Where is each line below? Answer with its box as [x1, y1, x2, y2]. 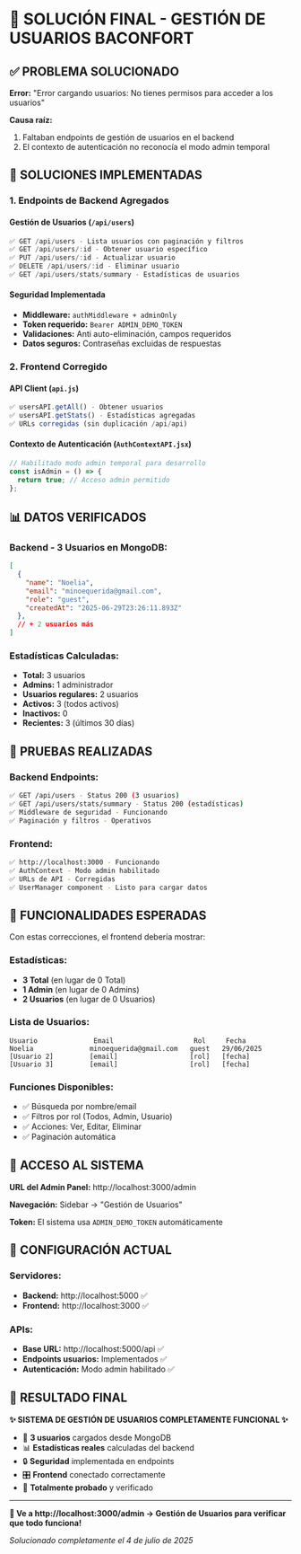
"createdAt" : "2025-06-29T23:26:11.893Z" [25, 603, 182, 613]
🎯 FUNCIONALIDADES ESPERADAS [9, 907, 207, 923]
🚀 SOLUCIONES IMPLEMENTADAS [9, 167, 203, 183]
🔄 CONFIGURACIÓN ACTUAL [9, 1242, 172, 1258]
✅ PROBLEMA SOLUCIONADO [9, 64, 179, 79]
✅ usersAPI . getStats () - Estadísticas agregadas [9, 411, 196, 420]
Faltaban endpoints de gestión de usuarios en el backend [21, 132, 235, 143]
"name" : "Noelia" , [25, 578, 94, 587]
